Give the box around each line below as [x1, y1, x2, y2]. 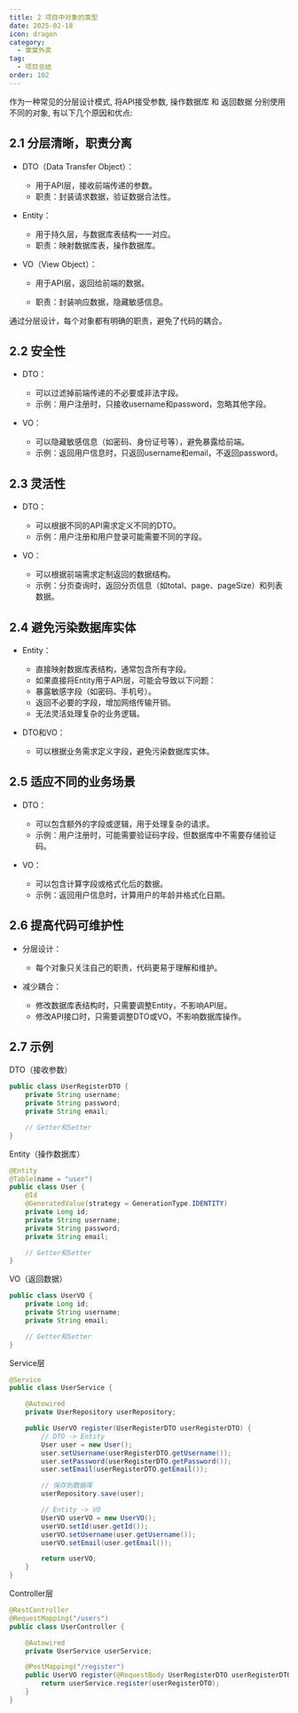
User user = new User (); [41, 1440, 133, 1449]
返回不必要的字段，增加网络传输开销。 [35, 698, 176, 707]
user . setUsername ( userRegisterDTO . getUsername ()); [41, 1449, 232, 1457]
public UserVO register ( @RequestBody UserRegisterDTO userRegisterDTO [25, 1670, 292, 1680]
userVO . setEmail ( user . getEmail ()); [41, 1538, 173, 1547]
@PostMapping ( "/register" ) [25, 1662, 125, 1671]
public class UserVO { [9, 1291, 93, 1300]
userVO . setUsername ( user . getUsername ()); [41, 1530, 197, 1539]
